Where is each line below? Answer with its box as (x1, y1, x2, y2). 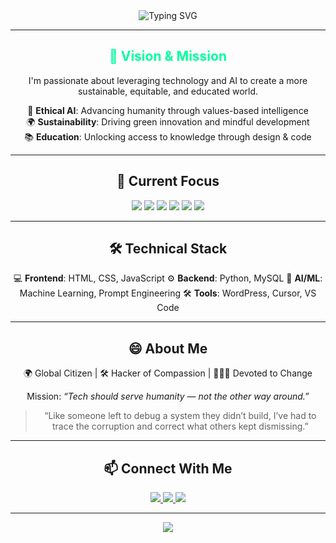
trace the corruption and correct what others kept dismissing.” (52, 420, 309, 433)
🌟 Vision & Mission (108, 48, 227, 65)
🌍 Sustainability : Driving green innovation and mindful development (26, 115, 310, 128)
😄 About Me (128, 340, 208, 357)
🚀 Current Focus (116, 173, 220, 190)
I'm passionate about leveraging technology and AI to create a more (28, 74, 308, 86)
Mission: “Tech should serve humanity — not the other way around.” (26, 390, 310, 403)
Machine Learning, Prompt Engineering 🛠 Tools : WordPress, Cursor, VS (19, 287, 317, 299)
